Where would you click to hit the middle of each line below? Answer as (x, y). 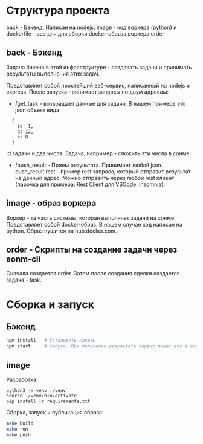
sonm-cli (24, 259)
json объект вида (37, 110)
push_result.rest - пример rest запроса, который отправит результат (103, 171)
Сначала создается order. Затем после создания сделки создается (93, 274)
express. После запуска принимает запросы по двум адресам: (88, 92)
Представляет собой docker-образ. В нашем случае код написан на (94, 224)
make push (19, 435)
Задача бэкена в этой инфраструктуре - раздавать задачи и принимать (99, 67)
